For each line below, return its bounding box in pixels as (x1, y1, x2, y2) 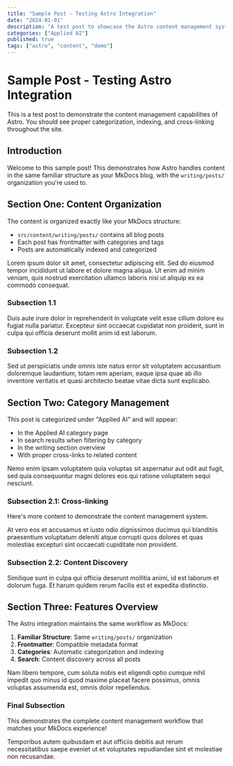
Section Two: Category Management (7, 397, 170, 409)
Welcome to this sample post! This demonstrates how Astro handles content (7, 163, 225, 172)
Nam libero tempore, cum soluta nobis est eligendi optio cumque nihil (7, 669, 206, 677)
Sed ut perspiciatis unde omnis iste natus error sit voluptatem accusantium (7, 362, 221, 370)
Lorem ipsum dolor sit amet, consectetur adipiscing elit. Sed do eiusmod (7, 259, 214, 267)
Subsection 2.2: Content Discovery (7, 557, 128, 567)
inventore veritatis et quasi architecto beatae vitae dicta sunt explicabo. (7, 377, 212, 385)
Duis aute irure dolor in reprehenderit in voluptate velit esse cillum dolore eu (7, 313, 224, 322)
